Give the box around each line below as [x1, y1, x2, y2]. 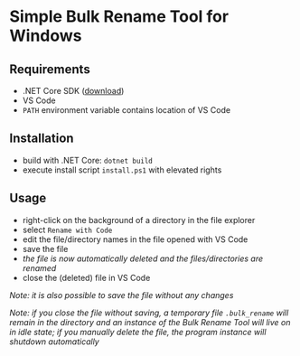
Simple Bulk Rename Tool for [9, 6, 229, 27]
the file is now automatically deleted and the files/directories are [22, 253, 264, 264]
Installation [9, 131, 74, 146]
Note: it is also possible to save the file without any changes [9, 289, 234, 300]
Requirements [9, 61, 90, 77]
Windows [9, 25, 82, 46]
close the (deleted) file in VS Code [22, 272, 151, 283]
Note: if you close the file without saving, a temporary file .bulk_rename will [9, 307, 289, 318]
